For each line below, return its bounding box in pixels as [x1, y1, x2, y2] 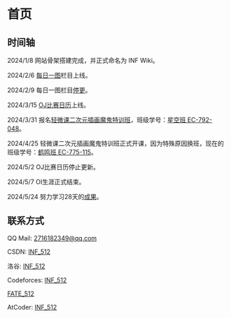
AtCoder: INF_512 [7, 303, 57, 311]
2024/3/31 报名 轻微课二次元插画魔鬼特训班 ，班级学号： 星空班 [7, 116, 186, 124]
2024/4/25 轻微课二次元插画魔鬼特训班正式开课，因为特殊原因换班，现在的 [7, 139, 224, 147]
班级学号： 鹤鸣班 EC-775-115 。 [7, 148, 98, 156]
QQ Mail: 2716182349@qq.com [7, 233, 97, 242]
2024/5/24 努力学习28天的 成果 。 [7, 193, 103, 201]
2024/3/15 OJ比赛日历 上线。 [7, 101, 90, 109]
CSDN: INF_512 [7, 247, 51, 256]
